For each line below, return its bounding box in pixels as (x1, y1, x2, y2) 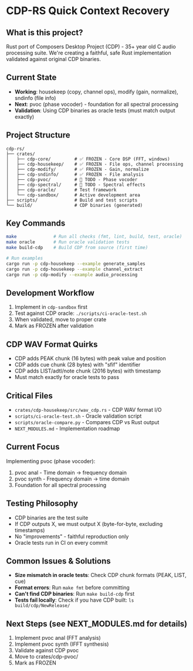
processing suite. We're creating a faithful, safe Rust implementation (6, 49, 171, 56)
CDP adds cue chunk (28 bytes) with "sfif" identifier (14, 361, 141, 368)
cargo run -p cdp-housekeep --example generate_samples (6, 260, 145, 267)
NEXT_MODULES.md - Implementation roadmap (14, 425, 120, 432)
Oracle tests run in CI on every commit (14, 539, 108, 546)
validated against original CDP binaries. (6, 56, 101, 62)
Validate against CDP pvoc (14, 647, 79, 654)
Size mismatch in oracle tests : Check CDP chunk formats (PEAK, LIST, (14, 572, 187, 579)
